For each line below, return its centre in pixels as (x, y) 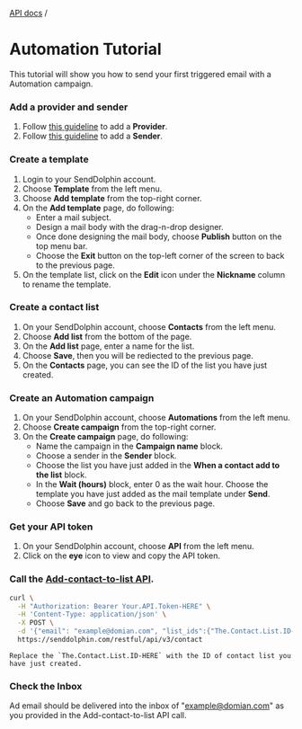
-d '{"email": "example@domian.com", (88, 631)
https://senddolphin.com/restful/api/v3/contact (110, 640)
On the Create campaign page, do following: (105, 437)
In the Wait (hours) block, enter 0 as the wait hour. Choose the (152, 485)
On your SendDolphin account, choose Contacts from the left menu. (149, 326)
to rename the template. (67, 284)
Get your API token (51, 527)
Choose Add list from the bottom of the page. (107, 336)
